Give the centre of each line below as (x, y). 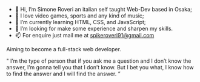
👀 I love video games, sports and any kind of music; (79, 16)
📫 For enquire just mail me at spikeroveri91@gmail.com (85, 35)
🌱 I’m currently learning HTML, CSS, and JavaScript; (81, 22)
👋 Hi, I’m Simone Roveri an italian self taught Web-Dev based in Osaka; (103, 9)
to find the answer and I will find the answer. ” (63, 74)
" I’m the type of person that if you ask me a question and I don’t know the (99, 61)
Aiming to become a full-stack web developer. (64, 49)
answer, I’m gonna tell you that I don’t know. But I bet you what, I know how (100, 67)
